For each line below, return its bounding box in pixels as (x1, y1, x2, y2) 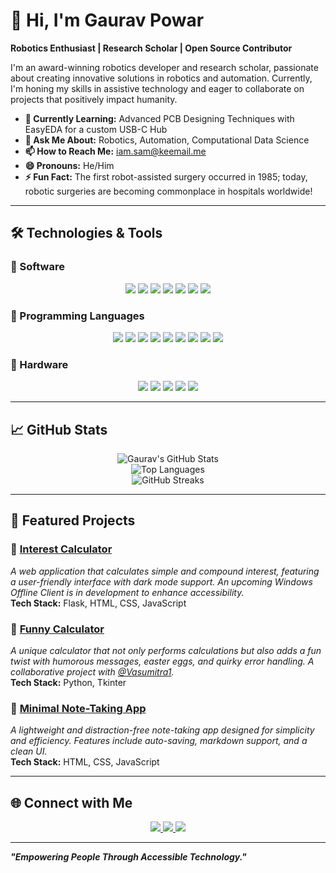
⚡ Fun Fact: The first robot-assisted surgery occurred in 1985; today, (24, 170, 308, 183)
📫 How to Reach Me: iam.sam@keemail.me (24, 145, 207, 157)
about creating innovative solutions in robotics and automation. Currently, (10, 72, 313, 84)
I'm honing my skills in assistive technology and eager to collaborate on (10, 82, 305, 94)
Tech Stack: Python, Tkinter (10, 677, 127, 689)
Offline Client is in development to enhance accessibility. (10, 586, 245, 598)
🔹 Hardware (10, 357, 69, 371)
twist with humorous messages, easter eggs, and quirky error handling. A (10, 655, 315, 668)
